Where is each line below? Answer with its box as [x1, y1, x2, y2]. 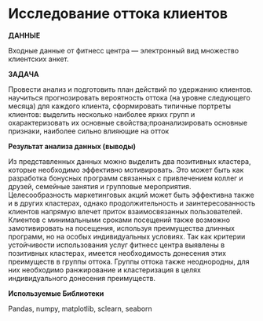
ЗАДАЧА [8, 69, 39, 78]
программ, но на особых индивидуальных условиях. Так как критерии [8, 232, 246, 241]
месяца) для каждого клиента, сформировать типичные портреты [8, 101, 232, 111]
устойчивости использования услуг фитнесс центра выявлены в [8, 240, 225, 250]
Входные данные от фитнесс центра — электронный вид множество [8, 46, 239, 55]
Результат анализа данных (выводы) [8, 141, 136, 151]
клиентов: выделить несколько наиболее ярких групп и [8, 109, 195, 119]
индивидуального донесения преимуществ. [8, 273, 155, 283]
